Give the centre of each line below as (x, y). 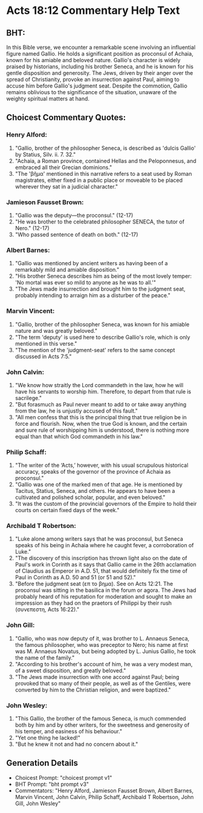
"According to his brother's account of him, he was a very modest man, (104, 664)
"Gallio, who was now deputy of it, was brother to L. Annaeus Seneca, (102, 638)
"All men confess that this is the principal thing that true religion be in (101, 417)
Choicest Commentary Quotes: (66, 117)
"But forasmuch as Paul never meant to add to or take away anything (101, 404)
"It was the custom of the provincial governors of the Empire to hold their (106, 504)
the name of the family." (45, 657)
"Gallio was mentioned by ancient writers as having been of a (91, 263)
